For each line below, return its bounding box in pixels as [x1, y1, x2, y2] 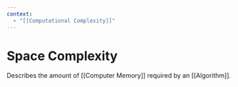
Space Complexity [6, 48, 118, 64]
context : [6, 10, 33, 18]
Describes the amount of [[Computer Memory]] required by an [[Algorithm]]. [6, 71, 232, 80]
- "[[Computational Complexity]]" [13, 17, 115, 24]
